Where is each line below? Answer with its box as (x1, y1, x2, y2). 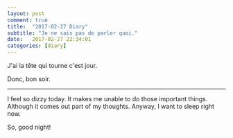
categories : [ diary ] (7, 42, 67, 49)
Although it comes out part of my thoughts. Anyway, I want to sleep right (7, 102, 215, 110)
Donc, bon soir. (7, 75, 51, 83)
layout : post (7, 10, 45, 17)
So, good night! (7, 123, 51, 131)
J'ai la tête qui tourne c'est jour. (7, 62, 98, 69)
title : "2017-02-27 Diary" (7, 23, 89, 30)
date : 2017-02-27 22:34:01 (7, 36, 92, 43)
